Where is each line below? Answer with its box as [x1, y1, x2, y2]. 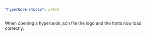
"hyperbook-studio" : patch [5, 7, 59, 12]
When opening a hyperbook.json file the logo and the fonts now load [5, 20, 142, 26]
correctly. [5, 25, 24, 31]
